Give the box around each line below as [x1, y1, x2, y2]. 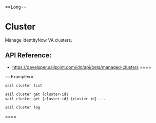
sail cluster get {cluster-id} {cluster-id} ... [5, 96, 106, 101]
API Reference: [5, 51, 52, 60]
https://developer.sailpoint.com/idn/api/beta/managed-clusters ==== [12, 64, 152, 70]
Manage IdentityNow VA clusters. [5, 37, 72, 43]
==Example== [5, 73, 34, 79]
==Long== [5, 4, 27, 10]
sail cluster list [5, 83, 42, 88]
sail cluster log [5, 105, 40, 110]
